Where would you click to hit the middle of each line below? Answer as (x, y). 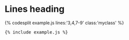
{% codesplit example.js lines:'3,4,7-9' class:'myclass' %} (64, 23)
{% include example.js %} (36, 32)
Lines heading (34, 9)
